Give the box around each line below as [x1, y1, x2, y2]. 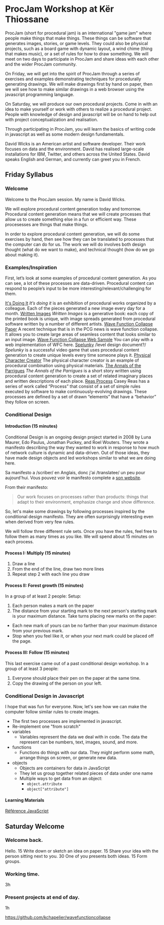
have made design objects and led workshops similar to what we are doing [5, 455, 156, 461]
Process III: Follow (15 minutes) [5, 649, 70, 655]
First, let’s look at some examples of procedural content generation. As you [5, 275, 157, 281]
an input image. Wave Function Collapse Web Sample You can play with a [5, 336, 153, 342]
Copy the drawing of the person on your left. [12, 680, 102, 686]
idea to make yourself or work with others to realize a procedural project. [5, 106, 152, 112]
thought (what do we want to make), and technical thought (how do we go [5, 246, 155, 253]
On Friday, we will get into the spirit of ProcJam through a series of [5, 70, 140, 76]
